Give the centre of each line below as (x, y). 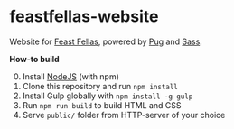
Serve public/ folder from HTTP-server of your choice (124, 115)
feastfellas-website (84, 17)
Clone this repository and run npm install (100, 86)
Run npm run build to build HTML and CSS (102, 105)
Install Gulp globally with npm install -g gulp (108, 96)
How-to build (35, 59)
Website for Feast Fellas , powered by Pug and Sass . (106, 41)
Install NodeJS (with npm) (71, 76)
